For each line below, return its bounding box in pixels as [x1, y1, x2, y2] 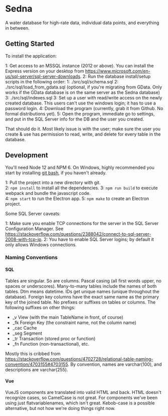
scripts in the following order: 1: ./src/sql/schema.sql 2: [5, 78, 119, 84]
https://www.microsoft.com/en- [85, 68, 150, 74]
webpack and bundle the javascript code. [5, 190, 91, 196]
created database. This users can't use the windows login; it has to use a [5, 100, 156, 106]
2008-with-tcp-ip [5, 236, 42, 242]
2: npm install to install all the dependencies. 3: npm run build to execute [5, 184, 158, 191]
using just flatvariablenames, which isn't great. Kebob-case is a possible [5, 400, 155, 406]
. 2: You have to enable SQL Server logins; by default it [41, 236, 154, 242]
